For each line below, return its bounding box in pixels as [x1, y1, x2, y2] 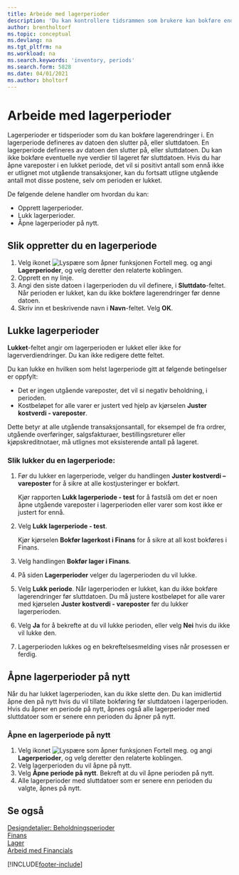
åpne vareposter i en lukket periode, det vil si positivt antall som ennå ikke [7, 161, 224, 169]
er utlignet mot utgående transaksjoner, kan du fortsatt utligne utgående [7, 169, 218, 177]
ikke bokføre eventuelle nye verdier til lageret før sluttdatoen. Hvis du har [7, 154, 221, 162]
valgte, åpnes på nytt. [17, 784, 82, 792]
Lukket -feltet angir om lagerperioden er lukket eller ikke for [7, 343, 181, 352]
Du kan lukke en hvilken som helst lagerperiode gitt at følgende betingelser [7, 365, 228, 373]
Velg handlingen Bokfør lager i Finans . [17, 557, 132, 566]
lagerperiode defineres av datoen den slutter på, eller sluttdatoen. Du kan [7, 146, 223, 154]
